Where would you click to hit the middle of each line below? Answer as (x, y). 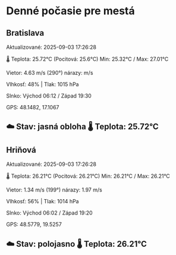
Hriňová (21, 150)
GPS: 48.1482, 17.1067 (33, 107)
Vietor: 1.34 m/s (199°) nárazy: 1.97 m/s (54, 190)
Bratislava (25, 33)
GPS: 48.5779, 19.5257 (34, 225)
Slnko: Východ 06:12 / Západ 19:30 (49, 96)
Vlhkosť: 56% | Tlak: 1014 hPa (43, 202)
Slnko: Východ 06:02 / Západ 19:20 (50, 213)
